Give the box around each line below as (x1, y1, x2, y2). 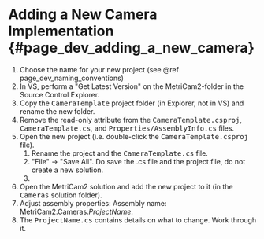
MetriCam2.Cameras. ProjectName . (19, 207, 134, 216)
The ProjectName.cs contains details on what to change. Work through (19, 215, 257, 225)
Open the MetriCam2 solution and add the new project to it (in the (19, 182, 234, 191)
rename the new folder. (19, 106, 95, 116)
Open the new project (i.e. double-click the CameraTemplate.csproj (19, 131, 248, 141)
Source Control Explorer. (19, 90, 100, 99)
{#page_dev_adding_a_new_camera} (8, 39, 255, 57)
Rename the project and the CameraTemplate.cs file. (31, 148, 209, 158)
